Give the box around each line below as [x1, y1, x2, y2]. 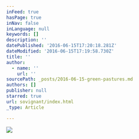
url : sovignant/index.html [6, 99, 74, 105]
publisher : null [6, 88, 47, 94]
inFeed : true [6, 8, 39, 15]
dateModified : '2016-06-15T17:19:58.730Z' [6, 48, 114, 54]
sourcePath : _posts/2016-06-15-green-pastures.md [6, 76, 134, 82]
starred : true [6, 93, 42, 99]
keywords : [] [6, 31, 39, 37]
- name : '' [11, 65, 39, 71]
